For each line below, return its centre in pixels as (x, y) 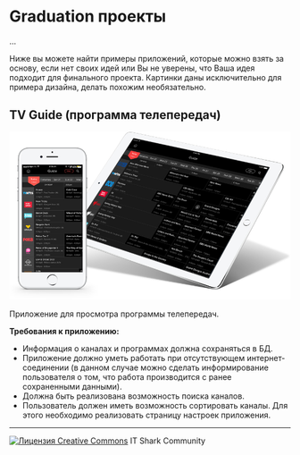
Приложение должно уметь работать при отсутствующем (133, 358)
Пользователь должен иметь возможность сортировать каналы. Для (155, 405)
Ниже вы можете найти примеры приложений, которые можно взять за (146, 58)
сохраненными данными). (72, 386)
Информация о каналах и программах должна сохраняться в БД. (147, 348)
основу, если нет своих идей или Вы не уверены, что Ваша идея (132, 68)
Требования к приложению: (64, 331)
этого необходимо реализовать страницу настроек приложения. (146, 415)
